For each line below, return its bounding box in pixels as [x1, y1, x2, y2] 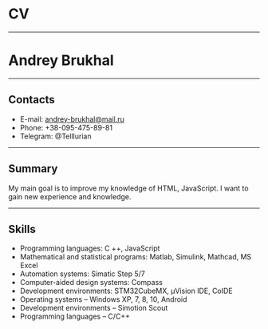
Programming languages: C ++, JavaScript [19, 243, 160, 253]
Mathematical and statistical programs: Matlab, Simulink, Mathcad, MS [19, 252, 252, 262]
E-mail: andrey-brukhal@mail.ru [19, 114, 125, 124]
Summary [8, 162, 58, 176]
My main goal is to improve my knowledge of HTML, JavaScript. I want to [8, 183, 249, 193]
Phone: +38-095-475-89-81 [19, 122, 113, 132]
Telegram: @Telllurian [19, 131, 92, 141]
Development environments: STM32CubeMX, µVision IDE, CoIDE [19, 286, 233, 296]
